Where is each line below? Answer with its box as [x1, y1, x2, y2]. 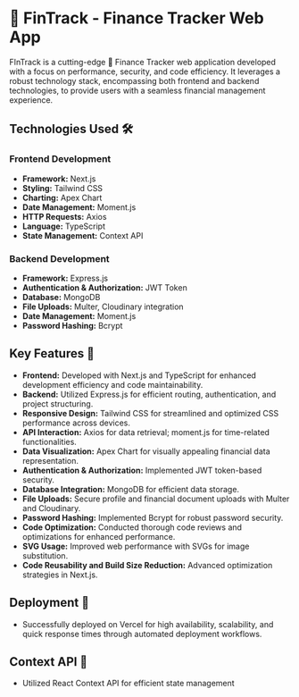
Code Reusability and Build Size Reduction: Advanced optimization [21, 559, 273, 570]
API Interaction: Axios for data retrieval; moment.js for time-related [21, 426, 270, 437]
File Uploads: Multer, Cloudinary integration [21, 301, 185, 312]
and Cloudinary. [21, 502, 81, 513]
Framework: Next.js [21, 173, 96, 184]
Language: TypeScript [21, 221, 105, 231]
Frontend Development [9, 153, 112, 165]
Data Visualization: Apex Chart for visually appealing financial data [21, 446, 270, 457]
